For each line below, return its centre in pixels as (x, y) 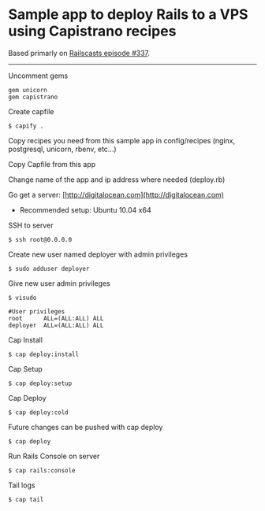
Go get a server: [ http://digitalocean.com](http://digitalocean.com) (116, 194)
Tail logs (22, 485)
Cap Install (26, 339)
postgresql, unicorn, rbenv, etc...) (62, 149)
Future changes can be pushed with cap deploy (86, 427)
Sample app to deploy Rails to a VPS (128, 15)
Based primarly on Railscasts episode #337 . (79, 53)
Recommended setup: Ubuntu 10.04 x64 (85, 209)
